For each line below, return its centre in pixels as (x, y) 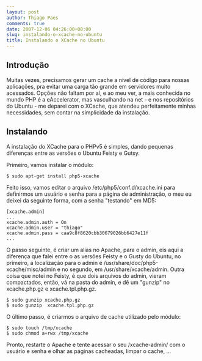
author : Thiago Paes (33, 18)
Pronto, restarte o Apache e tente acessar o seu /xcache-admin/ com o (96, 344)
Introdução (28, 65)
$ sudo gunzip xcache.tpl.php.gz (50, 305)
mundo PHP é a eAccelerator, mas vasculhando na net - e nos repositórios (100, 99)
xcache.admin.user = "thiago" (45, 228)
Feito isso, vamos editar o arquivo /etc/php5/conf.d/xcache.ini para (91, 187)
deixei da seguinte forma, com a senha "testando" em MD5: (81, 200)
